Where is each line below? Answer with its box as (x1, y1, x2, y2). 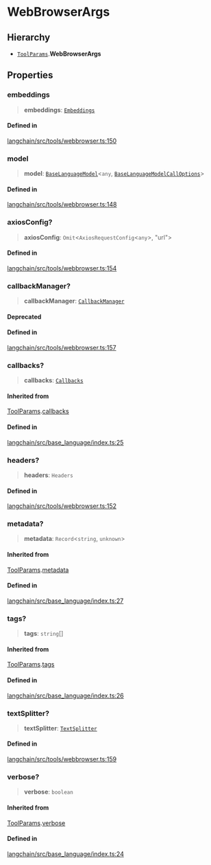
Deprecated (7, 312, 42, 321)
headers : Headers (23, 471, 73, 479)
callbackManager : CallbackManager (23, 297, 125, 305)
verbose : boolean (23, 787, 73, 796)
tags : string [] (23, 630, 64, 638)
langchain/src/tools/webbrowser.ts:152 (7, 502, 117, 510)
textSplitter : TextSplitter (23, 724, 97, 732)
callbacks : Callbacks (23, 376, 84, 384)
